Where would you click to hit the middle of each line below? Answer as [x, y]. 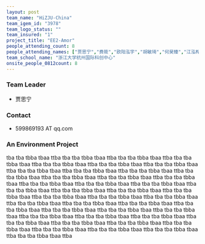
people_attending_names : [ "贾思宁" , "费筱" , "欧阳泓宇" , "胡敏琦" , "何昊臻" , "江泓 [101, 52]
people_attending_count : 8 [41, 47]
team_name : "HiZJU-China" [39, 18]
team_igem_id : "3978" [34, 23]
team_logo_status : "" [34, 29]
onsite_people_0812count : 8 [42, 63]
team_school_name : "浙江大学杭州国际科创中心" [61, 58]
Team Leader [26, 85]
